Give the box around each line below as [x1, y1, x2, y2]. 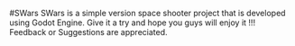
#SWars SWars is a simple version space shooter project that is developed [9, 8, 286, 18]
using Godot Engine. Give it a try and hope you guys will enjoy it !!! [9, 17, 255, 28]
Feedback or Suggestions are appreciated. [9, 27, 169, 37]
